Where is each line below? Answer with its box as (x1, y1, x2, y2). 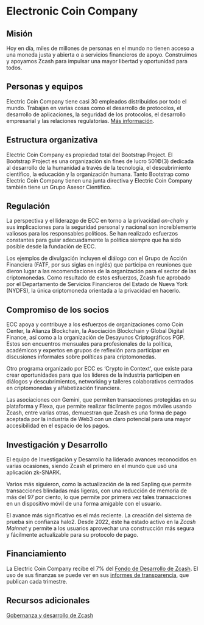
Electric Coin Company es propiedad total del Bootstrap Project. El (6, 151, 173, 158)
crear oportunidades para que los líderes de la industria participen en (6, 371, 180, 379)
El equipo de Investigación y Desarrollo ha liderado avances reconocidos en (6, 456, 197, 463)
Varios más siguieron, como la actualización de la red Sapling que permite (6, 481, 192, 488)
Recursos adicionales (6, 595, 90, 606)
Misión (6, 29, 33, 39)
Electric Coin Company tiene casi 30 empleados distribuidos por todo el (6, 97, 187, 105)
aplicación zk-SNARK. (6, 469, 62, 476)
